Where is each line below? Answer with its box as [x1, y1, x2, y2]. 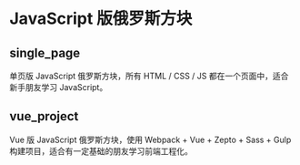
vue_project [9, 108, 79, 124]
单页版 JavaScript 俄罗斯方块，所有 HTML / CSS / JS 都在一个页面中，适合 [9, 70, 289, 81]
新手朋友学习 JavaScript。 [9, 82, 108, 92]
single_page [9, 45, 81, 60]
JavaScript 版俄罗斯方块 [9, 8, 193, 29]
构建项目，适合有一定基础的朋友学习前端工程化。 [9, 145, 193, 156]
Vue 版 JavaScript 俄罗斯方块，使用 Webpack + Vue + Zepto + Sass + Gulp [9, 134, 292, 145]
